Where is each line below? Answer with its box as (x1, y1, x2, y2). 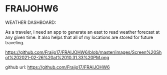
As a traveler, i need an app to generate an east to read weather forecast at (5, 29, 160, 35)
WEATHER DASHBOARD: (5, 19, 56, 25)
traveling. (5, 39, 24, 45)
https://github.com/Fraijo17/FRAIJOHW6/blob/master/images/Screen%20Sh (5, 49, 162, 55)
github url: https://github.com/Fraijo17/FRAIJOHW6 (5, 64, 110, 70)
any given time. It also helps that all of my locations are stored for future (5, 34, 153, 40)
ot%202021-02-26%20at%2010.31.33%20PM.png (5, 54, 109, 60)
